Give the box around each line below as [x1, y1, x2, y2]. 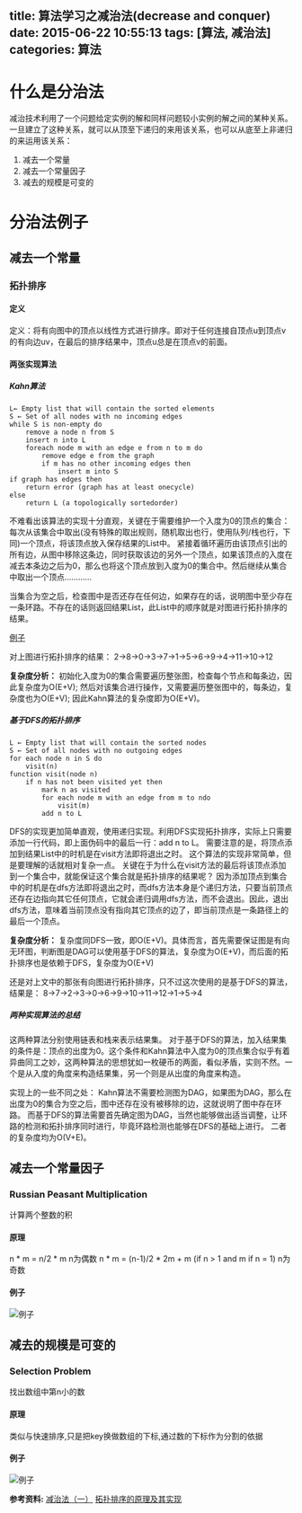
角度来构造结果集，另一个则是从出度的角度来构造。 [56, 1067, 245, 1078]
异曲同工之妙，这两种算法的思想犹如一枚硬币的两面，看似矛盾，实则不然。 [9, 1057, 285, 1067]
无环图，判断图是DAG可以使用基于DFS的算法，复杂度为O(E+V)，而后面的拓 [9, 946, 289, 957]
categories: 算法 [9, 42, 102, 58]
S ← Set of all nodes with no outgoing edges [9, 746, 182, 755]
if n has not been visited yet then [25, 777, 164, 786]
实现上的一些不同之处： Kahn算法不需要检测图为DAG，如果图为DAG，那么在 [9, 1086, 292, 1098]
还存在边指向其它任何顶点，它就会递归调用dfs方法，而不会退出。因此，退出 [9, 893, 289, 904]
